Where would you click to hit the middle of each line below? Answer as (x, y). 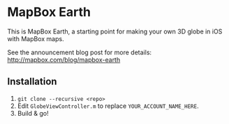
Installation (32, 82)
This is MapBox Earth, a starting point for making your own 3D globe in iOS (115, 31)
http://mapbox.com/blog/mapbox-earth (64, 59)
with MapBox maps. (36, 38)
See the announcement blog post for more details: (80, 52)
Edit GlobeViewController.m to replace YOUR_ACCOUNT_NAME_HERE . (108, 106)
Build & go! (33, 113)
